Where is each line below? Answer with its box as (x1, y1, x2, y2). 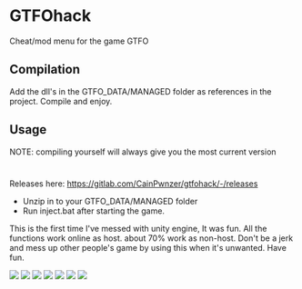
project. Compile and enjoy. (9, 95, 113, 106)
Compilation (9, 62, 80, 77)
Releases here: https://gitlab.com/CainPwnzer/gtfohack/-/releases (9, 178, 258, 189)
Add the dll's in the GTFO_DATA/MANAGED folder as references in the (9, 85, 272, 96)
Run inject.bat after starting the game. (22, 205, 166, 216)
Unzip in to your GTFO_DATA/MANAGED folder (22, 195, 198, 206)
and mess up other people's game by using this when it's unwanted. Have (9, 242, 287, 253)
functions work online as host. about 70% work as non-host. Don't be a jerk (9, 233, 294, 244)
